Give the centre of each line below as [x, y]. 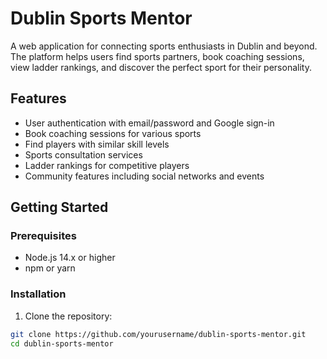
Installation [38, 294]
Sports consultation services [83, 154]
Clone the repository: [68, 316]
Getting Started [59, 207]
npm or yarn [50, 268]
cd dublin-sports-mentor [62, 343]
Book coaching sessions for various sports [113, 133]
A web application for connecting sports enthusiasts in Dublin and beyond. [164, 46]
